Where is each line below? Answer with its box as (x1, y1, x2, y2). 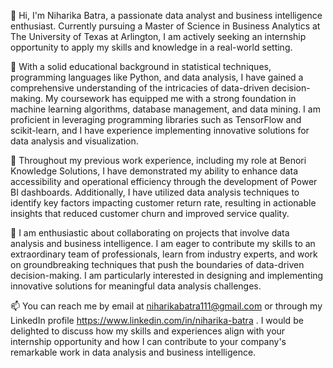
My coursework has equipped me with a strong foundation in (45, 93, 297, 104)
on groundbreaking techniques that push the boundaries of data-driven (10, 259, 305, 270)
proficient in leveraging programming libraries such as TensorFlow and (10, 114, 302, 125)
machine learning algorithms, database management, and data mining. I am (10, 103, 321, 115)
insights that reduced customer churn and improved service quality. (10, 208, 290, 219)
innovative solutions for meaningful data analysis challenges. (10, 280, 262, 292)
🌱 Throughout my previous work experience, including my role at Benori (10, 155, 307, 166)
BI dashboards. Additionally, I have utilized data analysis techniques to (10, 186, 300, 198)
